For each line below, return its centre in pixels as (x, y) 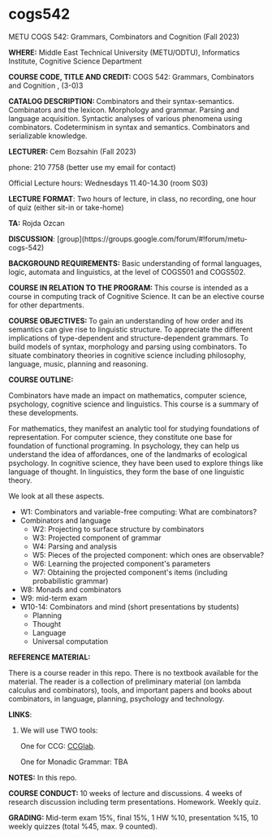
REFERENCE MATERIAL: (50, 657)
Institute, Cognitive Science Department (75, 61)
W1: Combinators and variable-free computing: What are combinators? (138, 511)
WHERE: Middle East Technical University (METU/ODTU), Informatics (124, 52)
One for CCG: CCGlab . (58, 746)
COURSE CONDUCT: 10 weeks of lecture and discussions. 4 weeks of (125, 793)
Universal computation (70, 641)
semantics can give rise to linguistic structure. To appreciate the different (131, 329)
